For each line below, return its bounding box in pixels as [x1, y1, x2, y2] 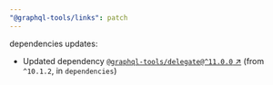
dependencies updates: [9, 38, 98, 49]
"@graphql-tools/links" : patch [9, 13, 128, 23]
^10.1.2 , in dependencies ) [22, 65, 117, 76]
